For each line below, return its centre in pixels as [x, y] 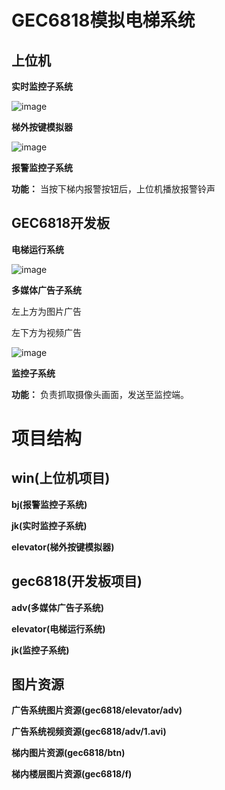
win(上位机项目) [61, 478]
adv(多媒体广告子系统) [58, 607]
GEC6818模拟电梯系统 [103, 20]
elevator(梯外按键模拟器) [63, 547]
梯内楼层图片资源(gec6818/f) [72, 774]
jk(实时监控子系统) [49, 525]
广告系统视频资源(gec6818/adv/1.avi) [89, 732]
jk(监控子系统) [40, 650]
